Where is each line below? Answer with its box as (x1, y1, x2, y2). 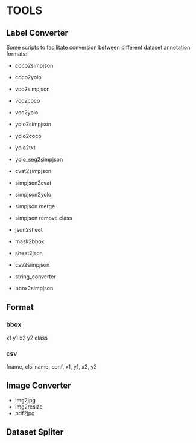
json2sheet (14, 226, 43, 233)
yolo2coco (14, 133, 42, 139)
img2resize (14, 403, 43, 410)
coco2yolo (14, 74, 42, 80)
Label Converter (6, 28, 68, 38)
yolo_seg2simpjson (14, 156, 63, 163)
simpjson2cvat (14, 179, 52, 186)
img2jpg (14, 396, 36, 404)
